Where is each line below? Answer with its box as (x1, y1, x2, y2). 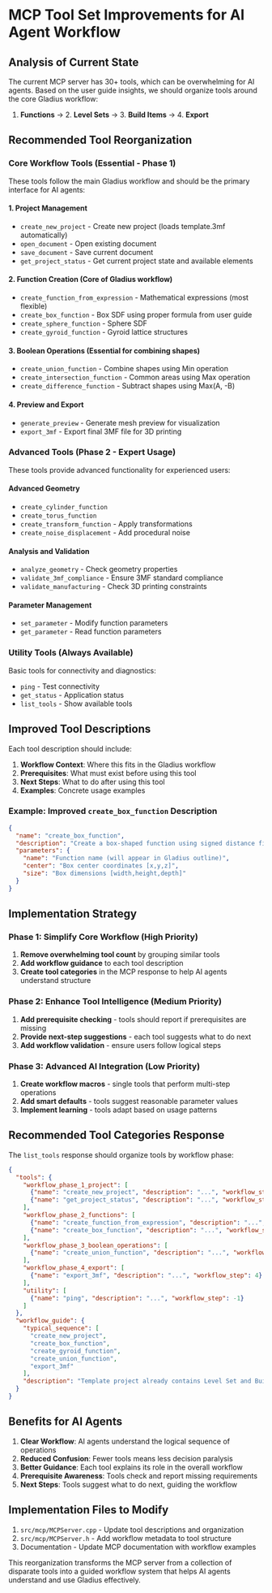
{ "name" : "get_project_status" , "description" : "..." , (29, 1196, 219, 1204)
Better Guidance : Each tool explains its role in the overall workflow (19, 1462, 243, 1472)
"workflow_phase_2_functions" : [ (23, 1211, 136, 1219)
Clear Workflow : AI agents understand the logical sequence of (19, 1436, 231, 1446)
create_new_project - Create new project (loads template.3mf (19, 221, 226, 231)
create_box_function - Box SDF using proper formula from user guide (19, 310, 253, 320)
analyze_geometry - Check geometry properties (19, 565, 178, 574)
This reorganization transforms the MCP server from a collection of (8, 1557, 232, 1567)
